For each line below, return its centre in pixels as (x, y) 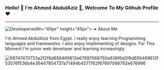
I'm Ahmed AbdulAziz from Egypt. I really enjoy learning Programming (75, 38)
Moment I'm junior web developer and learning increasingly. (65, 49)
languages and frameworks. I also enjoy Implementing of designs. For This (80, 44)
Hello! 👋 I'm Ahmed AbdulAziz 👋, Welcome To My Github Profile (82, 8)
